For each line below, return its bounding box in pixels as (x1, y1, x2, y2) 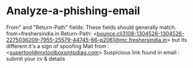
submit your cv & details (6, 55, 66, 62)
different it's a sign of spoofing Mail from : (6, 43, 110, 50)
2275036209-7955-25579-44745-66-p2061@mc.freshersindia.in (6, 36, 167, 43)
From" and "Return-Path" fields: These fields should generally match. (6, 24, 177, 31)
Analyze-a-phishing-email (6, 4, 141, 18)
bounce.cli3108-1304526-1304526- (96, 30, 185, 37)
